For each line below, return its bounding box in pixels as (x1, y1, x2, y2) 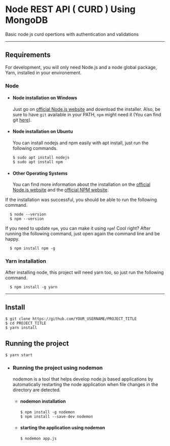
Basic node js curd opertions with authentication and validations (5, 31, 139, 37)
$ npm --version (10, 216, 44, 221)
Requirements (5, 51, 51, 59)
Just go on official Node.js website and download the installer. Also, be (12, 106, 161, 112)
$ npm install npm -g (10, 246, 56, 251)
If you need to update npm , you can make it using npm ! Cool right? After (5, 225, 151, 232)
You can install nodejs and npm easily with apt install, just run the (12, 140, 149, 146)
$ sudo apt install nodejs (12, 155, 70, 161)
